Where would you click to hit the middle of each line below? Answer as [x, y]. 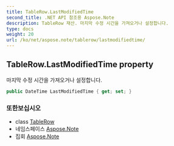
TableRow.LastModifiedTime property [80, 65]
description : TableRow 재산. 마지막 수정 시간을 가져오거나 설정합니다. [88, 23]
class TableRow [35, 121]
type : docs [20, 29]
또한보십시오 [24, 108]
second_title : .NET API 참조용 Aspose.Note [60, 18]
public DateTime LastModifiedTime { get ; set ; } [69, 91]
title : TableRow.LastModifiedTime [50, 12]
